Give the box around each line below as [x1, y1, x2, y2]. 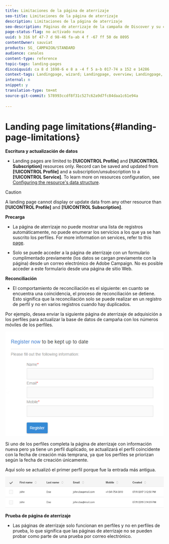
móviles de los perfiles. [5, 322, 54, 328]
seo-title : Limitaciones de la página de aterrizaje [5, 13, 118, 19]
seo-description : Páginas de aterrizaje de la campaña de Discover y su [5, 24, 161, 29]
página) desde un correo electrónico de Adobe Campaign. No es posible [12, 260, 163, 267]
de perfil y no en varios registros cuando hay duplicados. [12, 301, 131, 308]
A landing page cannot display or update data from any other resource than [5, 199, 162, 205]
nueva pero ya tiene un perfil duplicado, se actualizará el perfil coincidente [5, 446, 160, 452]
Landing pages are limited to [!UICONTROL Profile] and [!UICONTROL [12, 158, 158, 164]
